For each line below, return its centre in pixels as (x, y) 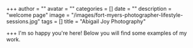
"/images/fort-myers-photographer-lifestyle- (127, 15)
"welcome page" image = (38, 15)
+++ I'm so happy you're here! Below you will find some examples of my (96, 33)
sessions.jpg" (23, 21)
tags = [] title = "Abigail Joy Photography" (94, 21)
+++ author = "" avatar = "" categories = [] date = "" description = (89, 9)
